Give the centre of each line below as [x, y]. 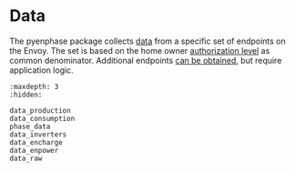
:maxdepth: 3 [34, 86]
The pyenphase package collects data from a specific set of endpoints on [148, 41]
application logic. [42, 70]
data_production [40, 110]
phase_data [30, 126]
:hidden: [26, 95]
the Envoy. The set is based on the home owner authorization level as [140, 50]
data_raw [26, 158]
